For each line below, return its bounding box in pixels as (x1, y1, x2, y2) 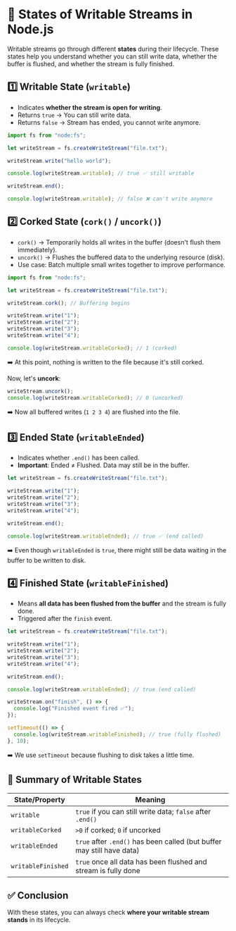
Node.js (7, 21, 54, 37)
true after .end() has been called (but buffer (74, 837, 222, 846)
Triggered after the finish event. (17, 615, 112, 623)
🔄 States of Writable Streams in (7, 6, 193, 23)
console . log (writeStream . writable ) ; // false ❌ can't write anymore (7, 195, 213, 203)
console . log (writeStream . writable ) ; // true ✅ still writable (7, 170, 195, 177)
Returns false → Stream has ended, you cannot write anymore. (17, 118, 202, 126)
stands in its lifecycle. (7, 915, 71, 924)
